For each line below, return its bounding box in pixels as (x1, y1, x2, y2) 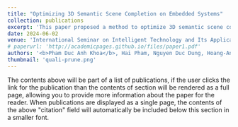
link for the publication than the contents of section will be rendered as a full (7, 83, 229, 92)
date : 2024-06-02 (7, 30, 59, 37)
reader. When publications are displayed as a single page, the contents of (7, 98, 222, 107)
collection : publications (7, 17, 84, 24)
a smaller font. (7, 113, 50, 121)
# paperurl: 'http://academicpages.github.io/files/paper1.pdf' (7, 43, 201, 50)
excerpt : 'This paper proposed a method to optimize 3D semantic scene (7, 23, 223, 30)
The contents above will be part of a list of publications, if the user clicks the (7, 75, 230, 84)
